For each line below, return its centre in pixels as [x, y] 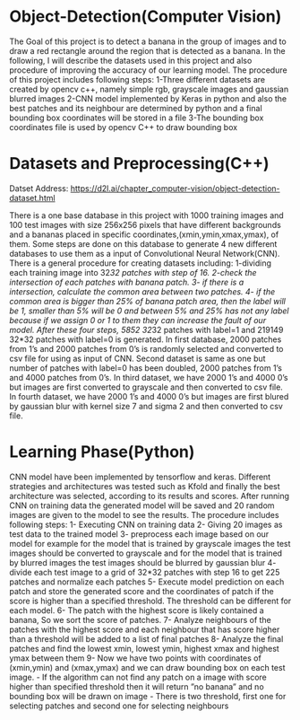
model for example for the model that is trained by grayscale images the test [150, 543]
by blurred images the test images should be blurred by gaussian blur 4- [143, 562]
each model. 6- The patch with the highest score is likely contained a [137, 610]
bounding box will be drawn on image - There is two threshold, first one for [148, 696]
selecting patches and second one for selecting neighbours [119, 706]
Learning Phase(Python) [102, 452]
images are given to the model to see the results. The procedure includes [144, 514]
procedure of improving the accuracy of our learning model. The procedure [149, 70]
